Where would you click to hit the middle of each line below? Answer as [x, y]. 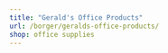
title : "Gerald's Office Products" [76, 18]
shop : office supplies [52, 34]
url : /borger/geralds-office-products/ [84, 26]
